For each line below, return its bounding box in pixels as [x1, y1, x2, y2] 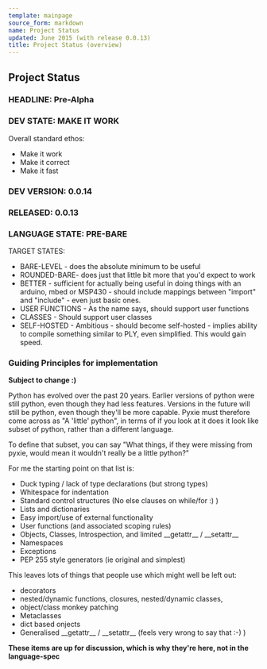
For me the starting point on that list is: [8, 463, 135, 473]
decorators [19, 586, 56, 595]
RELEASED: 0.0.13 [8, 207, 79, 218]
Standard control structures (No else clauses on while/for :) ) [19, 496, 219, 506]
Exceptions [19, 547, 57, 556]
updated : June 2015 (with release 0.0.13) [8, 33, 151, 42]
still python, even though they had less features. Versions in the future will [8, 399, 250, 409]
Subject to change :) [8, 375, 77, 385]
